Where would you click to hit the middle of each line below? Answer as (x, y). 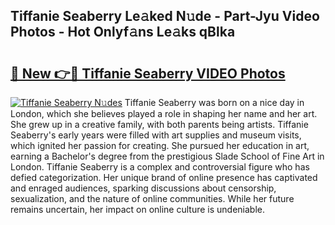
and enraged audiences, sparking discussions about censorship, (143, 188)
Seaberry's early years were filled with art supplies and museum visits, (156, 135)
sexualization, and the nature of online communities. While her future (152, 198)
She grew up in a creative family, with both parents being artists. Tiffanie (159, 124)
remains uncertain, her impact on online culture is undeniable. (138, 209)
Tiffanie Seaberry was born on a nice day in (214, 102)
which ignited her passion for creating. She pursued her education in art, (160, 145)
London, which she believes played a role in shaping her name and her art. (164, 113)
